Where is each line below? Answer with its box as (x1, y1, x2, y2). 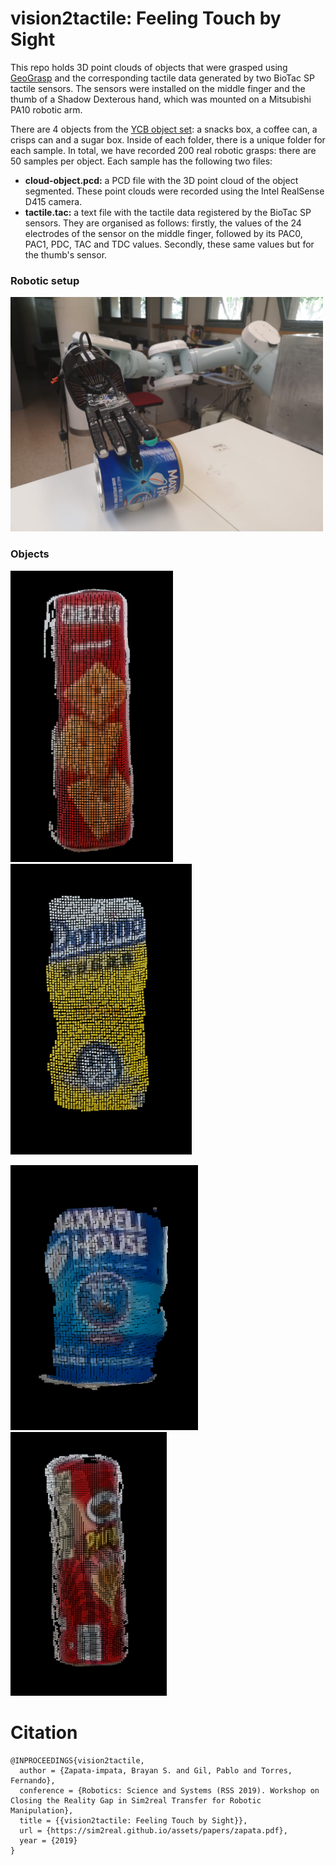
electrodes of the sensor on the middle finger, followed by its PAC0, (24, 227, 303, 239)
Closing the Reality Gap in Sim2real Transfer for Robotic (10, 1795, 262, 1806)
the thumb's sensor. (24, 248, 108, 261)
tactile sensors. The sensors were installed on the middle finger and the (10, 82, 306, 94)
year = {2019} (19, 1835, 78, 1846)
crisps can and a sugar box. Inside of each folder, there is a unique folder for (10, 133, 326, 146)
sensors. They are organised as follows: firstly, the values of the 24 (24, 217, 302, 229)
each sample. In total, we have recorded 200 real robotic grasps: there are (10, 144, 317, 156)
